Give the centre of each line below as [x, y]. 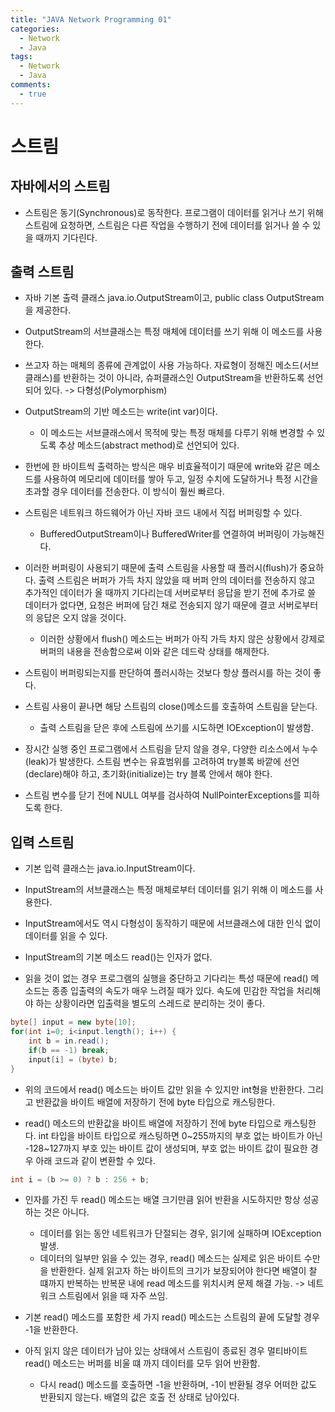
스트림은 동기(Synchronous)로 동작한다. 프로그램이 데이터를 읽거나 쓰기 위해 [174, 212]
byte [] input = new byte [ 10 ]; [73, 1022]
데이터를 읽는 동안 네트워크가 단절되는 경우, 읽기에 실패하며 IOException [180, 1233]
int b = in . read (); [69, 1041]
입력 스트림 [42, 842]
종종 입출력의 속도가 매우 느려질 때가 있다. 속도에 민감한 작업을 [173, 991]
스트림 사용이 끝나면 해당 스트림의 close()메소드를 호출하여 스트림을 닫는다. [171, 707]
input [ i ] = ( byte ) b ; [73, 1059]
